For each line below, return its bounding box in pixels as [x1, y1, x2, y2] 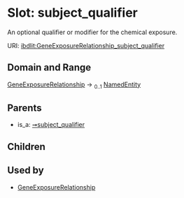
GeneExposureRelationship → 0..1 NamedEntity [7, 80, 141, 90]
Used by [7, 165, 44, 176]
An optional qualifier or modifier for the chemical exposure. [7, 28, 178, 36]
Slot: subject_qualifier [7, 5, 138, 21]
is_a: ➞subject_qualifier [17, 121, 85, 129]
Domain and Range [7, 61, 92, 74]
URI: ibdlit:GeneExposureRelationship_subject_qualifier [7, 41, 165, 49]
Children [7, 141, 45, 153]
